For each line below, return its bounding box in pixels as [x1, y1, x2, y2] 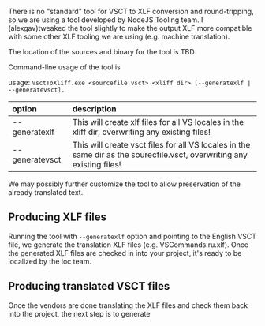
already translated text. [8, 188, 84, 197]
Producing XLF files [8, 211, 107, 224]
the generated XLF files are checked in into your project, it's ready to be [8, 248, 242, 257]
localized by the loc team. [8, 257, 92, 266]
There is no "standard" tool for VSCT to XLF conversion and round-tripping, [8, 7, 254, 16]
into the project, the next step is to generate [8, 309, 151, 318]
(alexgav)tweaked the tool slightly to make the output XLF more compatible [8, 24, 252, 32]
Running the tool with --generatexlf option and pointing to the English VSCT [8, 231, 257, 241]
